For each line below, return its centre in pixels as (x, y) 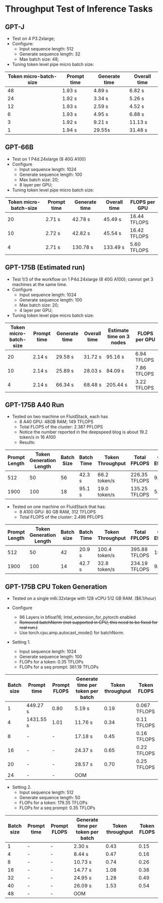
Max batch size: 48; (39, 59)
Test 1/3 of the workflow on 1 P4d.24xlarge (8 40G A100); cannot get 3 (83, 279)
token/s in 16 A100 (38, 437)
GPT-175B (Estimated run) (45, 267)
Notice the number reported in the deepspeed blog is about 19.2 (83, 432)
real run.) (28, 628)
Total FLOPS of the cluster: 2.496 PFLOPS (61, 517)
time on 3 (119, 336)
